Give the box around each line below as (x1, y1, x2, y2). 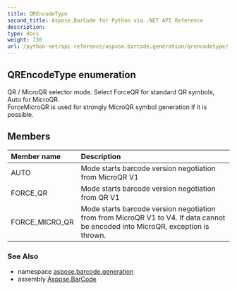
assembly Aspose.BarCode (17, 275, 97, 283)
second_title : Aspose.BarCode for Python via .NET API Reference (7, 17, 203, 24)
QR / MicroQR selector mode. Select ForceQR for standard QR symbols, (7, 87, 215, 96)
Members (7, 131, 51, 143)
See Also (7, 251, 39, 261)
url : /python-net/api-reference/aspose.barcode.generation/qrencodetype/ (7, 43, 229, 50)
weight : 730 (7, 37, 42, 44)
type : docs (7, 30, 39, 37)
